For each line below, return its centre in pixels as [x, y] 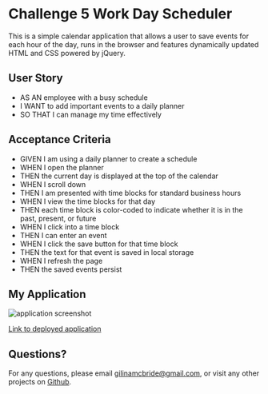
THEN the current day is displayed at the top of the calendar [119, 176]
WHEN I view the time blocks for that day [88, 201]
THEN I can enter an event [63, 235]
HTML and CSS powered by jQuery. [67, 53]
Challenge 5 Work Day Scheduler [120, 14]
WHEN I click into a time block [70, 227]
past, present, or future [58, 218]
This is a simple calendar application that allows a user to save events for [129, 36]
